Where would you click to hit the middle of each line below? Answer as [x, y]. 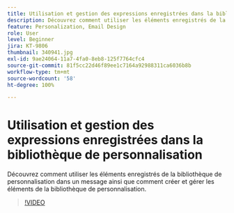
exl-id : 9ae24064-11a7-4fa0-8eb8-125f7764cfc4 [76, 59]
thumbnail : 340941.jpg [40, 53]
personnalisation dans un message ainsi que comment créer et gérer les [111, 182]
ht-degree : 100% [31, 85]
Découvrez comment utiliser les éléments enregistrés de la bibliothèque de [115, 174]
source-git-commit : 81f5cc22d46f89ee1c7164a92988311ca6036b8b [99, 65]
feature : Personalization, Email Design [67, 26]
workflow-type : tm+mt [39, 72]
